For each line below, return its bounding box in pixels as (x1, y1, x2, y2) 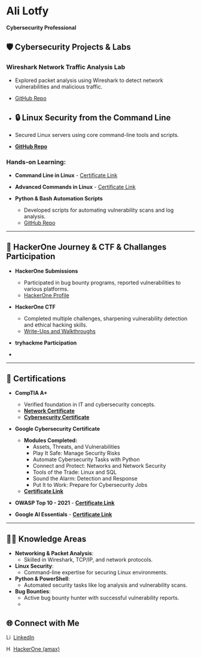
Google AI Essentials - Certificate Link (14, 511, 112, 518)
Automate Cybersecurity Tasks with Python (32, 456, 140, 463)
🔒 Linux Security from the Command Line (14, 112, 171, 123)
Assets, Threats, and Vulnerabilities (32, 443, 120, 450)
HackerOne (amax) (13, 645, 60, 653)
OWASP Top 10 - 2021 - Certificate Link (14, 499, 115, 507)
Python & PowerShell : (14, 575, 70, 583)
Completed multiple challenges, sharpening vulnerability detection (23, 315, 188, 322)
